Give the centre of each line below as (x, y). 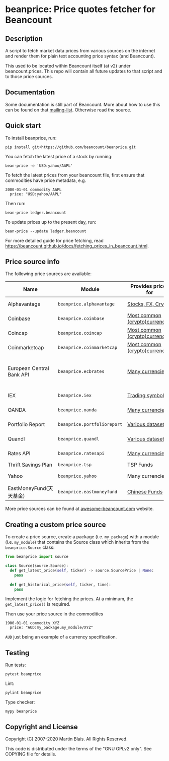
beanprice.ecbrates (81, 372)
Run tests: (16, 665)
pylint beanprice (23, 693)
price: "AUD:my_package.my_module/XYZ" (52, 628)
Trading (137, 396)
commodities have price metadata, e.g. (46, 180)
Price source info (32, 262)
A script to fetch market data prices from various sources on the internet (80, 51)
